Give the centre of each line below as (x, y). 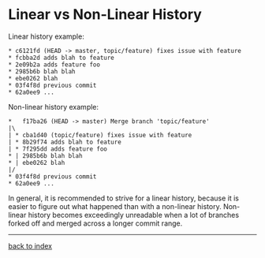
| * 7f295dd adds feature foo (58, 149)
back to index (30, 245)
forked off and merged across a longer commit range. (95, 223)
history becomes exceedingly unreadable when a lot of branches (133, 215)
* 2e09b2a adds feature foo (54, 65)
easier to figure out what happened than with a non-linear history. (115, 206)
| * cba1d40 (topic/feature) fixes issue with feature (100, 135)
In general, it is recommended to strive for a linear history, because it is (123, 198)
